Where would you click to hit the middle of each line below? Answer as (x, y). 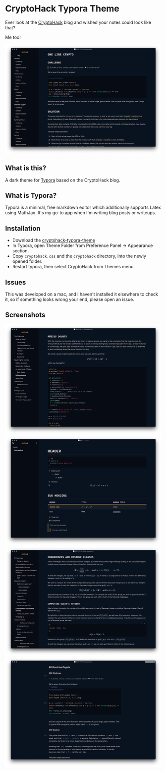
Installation (23, 228)
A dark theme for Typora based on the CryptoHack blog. (63, 180)
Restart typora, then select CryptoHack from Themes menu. (74, 267)
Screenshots (25, 315)
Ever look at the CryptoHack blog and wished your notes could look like (78, 22)
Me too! (13, 37)
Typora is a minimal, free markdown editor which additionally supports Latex (83, 208)
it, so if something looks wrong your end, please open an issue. (70, 299)
